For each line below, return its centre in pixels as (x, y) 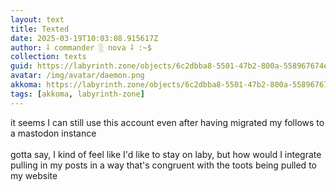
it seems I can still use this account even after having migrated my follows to (167, 122)
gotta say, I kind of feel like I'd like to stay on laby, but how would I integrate (166, 154)
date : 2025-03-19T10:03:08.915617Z (84, 38)
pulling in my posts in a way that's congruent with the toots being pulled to (163, 165)
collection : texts (48, 57)
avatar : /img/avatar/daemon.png (77, 76)
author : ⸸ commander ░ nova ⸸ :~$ (81, 47)
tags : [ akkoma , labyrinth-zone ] (77, 94)
